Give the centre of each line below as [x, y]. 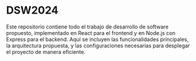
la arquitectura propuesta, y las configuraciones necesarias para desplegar [98, 46]
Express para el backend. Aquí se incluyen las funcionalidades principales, [97, 39]
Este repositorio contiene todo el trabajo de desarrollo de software [87, 27]
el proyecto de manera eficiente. [46, 52]
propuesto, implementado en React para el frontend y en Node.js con [91, 33]
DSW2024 [32, 10]
